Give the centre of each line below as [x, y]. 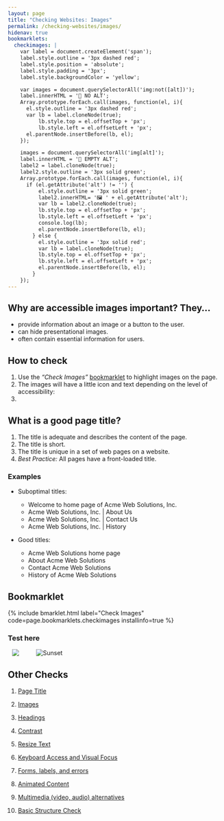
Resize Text [34, 744]
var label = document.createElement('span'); [86, 52]
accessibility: [36, 392]
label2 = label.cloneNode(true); [68, 166]
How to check [38, 360]
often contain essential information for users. [81, 339]
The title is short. [41, 444]
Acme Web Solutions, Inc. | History [77, 527]
